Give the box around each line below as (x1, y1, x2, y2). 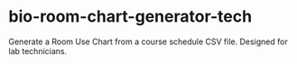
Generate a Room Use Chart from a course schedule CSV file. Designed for (8, 36, 288, 47)
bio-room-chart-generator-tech (8, 6, 253, 27)
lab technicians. (8, 45, 68, 56)
